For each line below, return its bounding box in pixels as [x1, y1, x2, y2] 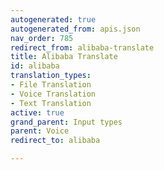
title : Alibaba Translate [10, 52, 118, 62]
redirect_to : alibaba [10, 136, 101, 146]
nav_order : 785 [10, 33, 74, 43]
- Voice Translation [10, 89, 97, 99]
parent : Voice [10, 126, 70, 136]
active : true [10, 107, 65, 118]
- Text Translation [10, 98, 92, 108]
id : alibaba [10, 61, 60, 71]
